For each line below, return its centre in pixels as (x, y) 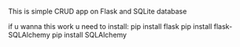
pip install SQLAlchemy (89, 35)
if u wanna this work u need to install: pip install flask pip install (110, 26)
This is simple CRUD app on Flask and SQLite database (98, 11)
